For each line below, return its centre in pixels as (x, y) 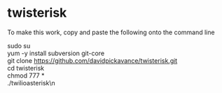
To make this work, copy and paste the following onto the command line (111, 32)
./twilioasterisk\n (32, 83)
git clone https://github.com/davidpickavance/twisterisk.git (92, 60)
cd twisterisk (26, 68)
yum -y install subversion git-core (56, 53)
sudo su (19, 45)
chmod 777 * (26, 76)
